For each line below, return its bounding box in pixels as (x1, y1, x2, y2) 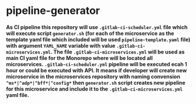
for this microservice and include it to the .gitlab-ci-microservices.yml (6, 85, 183, 92)
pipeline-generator (6, 4, 101, 17)
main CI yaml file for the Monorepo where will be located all (6, 54, 153, 62)
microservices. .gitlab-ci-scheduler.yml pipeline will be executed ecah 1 (6, 60, 187, 67)
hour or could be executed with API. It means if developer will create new (6, 67, 187, 74)
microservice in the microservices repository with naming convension (6, 73, 180, 80)
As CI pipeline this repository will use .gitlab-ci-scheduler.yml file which (6, 23, 188, 30)
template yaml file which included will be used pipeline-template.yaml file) (6, 36, 191, 43)
